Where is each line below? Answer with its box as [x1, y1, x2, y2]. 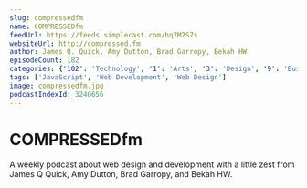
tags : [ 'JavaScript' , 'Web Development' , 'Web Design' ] [9, 73, 227, 82]
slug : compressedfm [9, 13, 84, 23]
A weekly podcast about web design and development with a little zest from [9, 159, 295, 170]
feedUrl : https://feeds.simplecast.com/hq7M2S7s [9, 30, 198, 39]
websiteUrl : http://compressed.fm [9, 38, 142, 48]
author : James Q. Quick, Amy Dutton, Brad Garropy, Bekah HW [9, 47, 248, 57]
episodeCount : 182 [9, 56, 79, 65]
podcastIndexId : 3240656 [9, 89, 104, 99]
